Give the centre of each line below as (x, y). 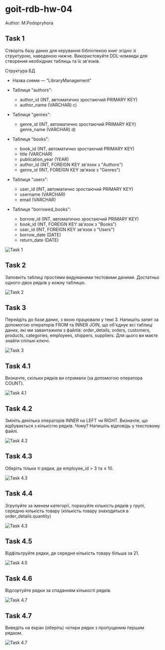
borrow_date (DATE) (40, 235)
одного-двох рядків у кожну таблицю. (45, 282)
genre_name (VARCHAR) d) (48, 129)
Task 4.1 (18, 366)
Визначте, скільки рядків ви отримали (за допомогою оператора (74, 378)
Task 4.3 (19, 456)
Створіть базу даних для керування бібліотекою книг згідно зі (71, 50)
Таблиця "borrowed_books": (42, 209)
